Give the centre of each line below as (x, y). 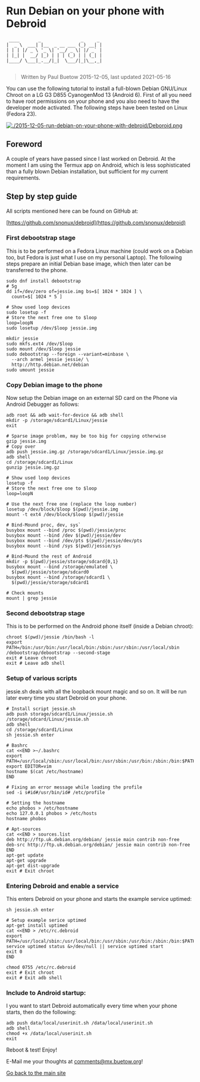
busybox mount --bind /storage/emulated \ (60, 567)
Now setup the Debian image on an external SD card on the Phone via (92, 398)
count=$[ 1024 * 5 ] (37, 297)
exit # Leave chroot (32, 658)
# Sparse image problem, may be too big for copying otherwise (86, 436)
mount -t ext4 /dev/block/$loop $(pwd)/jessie (65, 515)
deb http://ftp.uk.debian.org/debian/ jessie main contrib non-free (93, 839)
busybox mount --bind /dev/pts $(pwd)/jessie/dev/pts (74, 541)
